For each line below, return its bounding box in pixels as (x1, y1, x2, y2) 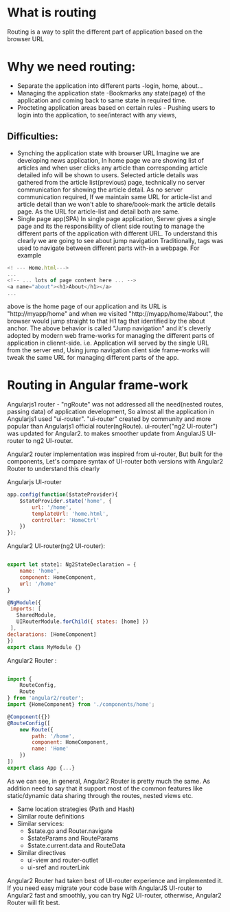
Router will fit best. (7, 898, 60, 907)
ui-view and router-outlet (27, 856, 98, 864)
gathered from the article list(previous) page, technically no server (16, 178, 205, 186)
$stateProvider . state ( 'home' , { (19, 497, 112, 504)
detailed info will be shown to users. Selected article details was (16, 170, 198, 179)
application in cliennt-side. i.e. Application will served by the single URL (7, 339, 209, 347)
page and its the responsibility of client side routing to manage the (16, 222, 205, 230)
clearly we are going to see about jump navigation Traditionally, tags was (16, 236, 224, 244)
